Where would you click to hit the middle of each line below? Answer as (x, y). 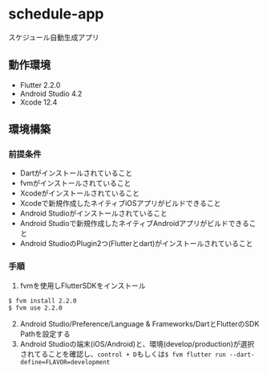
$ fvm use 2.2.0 (35, 308)
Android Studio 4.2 (51, 93)
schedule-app (56, 14)
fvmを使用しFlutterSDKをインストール (83, 286)
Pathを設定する (45, 334)
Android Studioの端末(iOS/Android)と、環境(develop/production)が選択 (137, 343)
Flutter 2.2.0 (40, 84)
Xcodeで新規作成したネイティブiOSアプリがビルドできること (120, 203)
